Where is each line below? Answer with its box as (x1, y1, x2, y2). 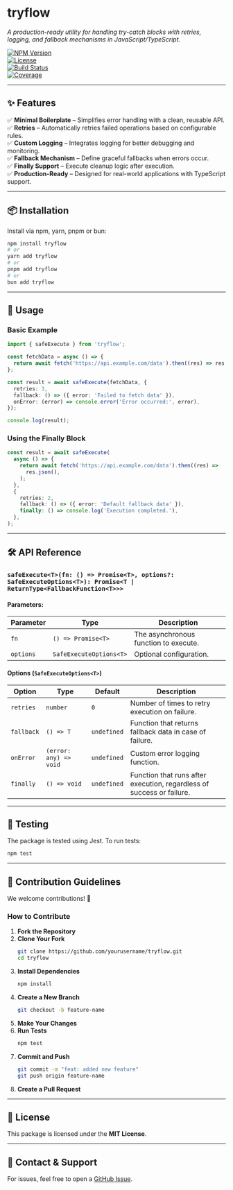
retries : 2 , (19, 494, 54, 501)
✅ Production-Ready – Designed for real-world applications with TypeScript (7, 169, 226, 178)
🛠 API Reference (7, 546, 82, 559)
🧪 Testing (7, 818, 49, 830)
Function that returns (130, 718, 199, 727)
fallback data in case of (130, 727, 207, 736)
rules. (7, 131, 24, 139)
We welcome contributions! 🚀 (7, 895, 92, 903)
